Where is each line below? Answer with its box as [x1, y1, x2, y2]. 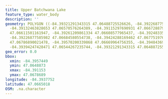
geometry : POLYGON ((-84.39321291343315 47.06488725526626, [5, 21, 133, 26]
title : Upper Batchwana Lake [5, 7, 66, 12]
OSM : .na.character [5, 86, 46, 91]
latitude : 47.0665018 [5, 81, 50, 86]
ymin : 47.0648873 [9, 63, 46, 68]
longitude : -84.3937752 [5, 77, 55, 82]
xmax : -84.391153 [9, 68, 46, 73]
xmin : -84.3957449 [9, 58, 48, 63]
